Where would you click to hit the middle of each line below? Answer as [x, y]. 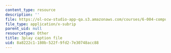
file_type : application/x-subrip [41, 24]
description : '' [22, 15]
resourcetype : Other [27, 33]
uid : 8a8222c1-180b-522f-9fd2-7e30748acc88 [52, 43]
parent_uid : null [24, 29]
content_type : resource [31, 10]
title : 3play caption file [34, 38]
